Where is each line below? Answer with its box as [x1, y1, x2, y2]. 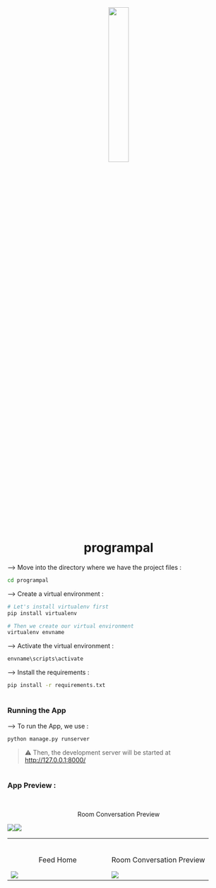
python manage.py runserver [7, 735, 90, 743]
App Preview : [7, 780, 56, 790]
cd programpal [7, 576, 49, 584]
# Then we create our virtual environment [7, 622, 134, 630]
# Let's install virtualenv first [7, 603, 109, 610]
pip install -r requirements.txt [7, 682, 106, 689]
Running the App [7, 705, 66, 715]
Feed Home [38, 855, 78, 865]
